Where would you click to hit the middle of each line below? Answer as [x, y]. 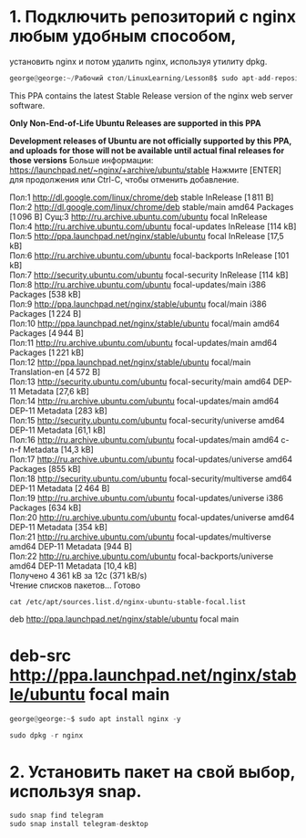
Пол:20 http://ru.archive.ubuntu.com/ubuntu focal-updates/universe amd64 [152, 517]
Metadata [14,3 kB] [58, 449]
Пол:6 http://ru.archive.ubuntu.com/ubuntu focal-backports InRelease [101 [149, 255]
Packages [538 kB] [46, 294]
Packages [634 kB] [46, 508]
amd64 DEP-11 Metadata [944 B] [71, 546]
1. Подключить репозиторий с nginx [153, 17]
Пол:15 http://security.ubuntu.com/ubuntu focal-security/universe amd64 [147, 420]
